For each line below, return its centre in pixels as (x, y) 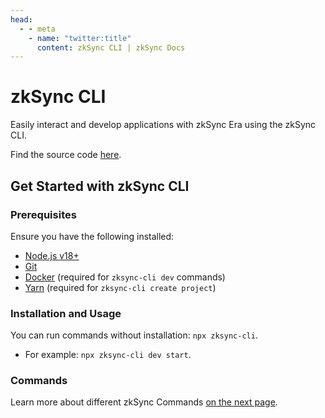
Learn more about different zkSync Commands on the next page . (144, 402)
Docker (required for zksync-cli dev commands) (125, 277)
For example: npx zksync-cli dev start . (108, 355)
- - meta (37, 29)
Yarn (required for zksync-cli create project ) (120, 287)
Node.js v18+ (52, 255)
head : (21, 19)
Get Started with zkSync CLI (100, 186)
